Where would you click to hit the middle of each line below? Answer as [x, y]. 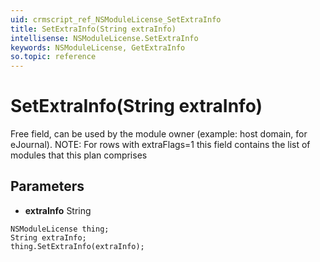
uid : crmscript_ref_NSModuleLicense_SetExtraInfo [116, 19]
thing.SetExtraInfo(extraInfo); [77, 246]
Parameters [47, 186]
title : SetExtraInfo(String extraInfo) [93, 29]
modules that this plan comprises [79, 155]
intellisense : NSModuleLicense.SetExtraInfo [104, 38]
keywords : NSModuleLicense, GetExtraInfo [98, 47]
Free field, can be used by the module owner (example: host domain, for [159, 134]
